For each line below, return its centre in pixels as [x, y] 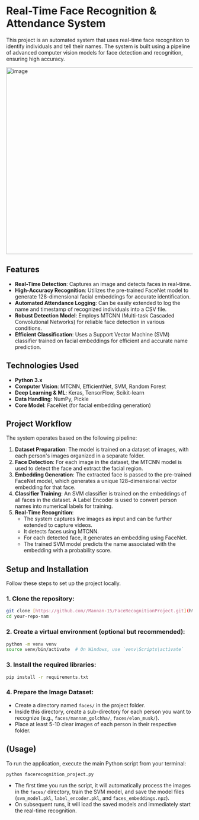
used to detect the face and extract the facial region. [79, 468]
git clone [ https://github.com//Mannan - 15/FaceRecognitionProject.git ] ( [98, 611]
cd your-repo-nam [28, 616]
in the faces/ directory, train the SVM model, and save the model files [99, 792]
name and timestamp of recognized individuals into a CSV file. [91, 309]
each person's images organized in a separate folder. [80, 456]
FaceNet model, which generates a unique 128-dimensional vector [96, 481]
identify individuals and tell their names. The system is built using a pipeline [98, 46]
